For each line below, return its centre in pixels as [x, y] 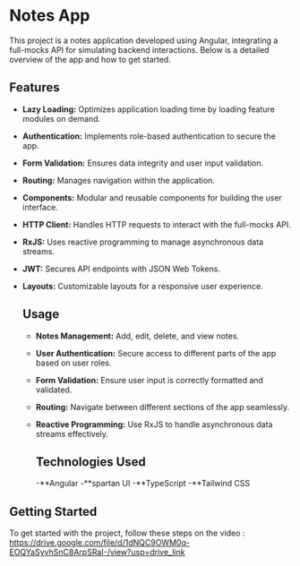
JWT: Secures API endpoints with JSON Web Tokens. [121, 269]
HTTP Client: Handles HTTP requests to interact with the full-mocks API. [156, 224]
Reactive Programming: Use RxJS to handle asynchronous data [154, 424]
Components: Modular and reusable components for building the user [152, 197]
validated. [54, 390]
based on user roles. [73, 363]
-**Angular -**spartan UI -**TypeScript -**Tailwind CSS [143, 484]
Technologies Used [90, 462]
